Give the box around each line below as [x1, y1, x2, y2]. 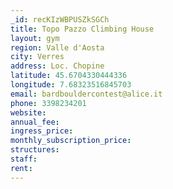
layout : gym [10, 33, 60, 43]
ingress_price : [10, 126, 74, 136]
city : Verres [10, 52, 65, 62]
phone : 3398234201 [10, 98, 87, 108]
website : [10, 107, 47, 118]
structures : [10, 145, 60, 155]
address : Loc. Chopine [10, 61, 105, 71]
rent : [10, 163, 33, 173]
